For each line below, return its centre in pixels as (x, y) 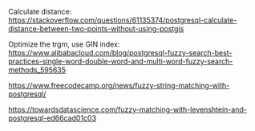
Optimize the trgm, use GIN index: (64, 44)
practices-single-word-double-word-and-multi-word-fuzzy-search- (121, 61)
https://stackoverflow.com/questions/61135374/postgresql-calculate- (123, 20)
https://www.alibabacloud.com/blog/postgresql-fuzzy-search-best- (120, 53)
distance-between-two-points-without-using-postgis (96, 29)
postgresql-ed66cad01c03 (53, 118)
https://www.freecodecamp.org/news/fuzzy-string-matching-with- (119, 85)
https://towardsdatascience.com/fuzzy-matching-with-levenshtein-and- (127, 109)
